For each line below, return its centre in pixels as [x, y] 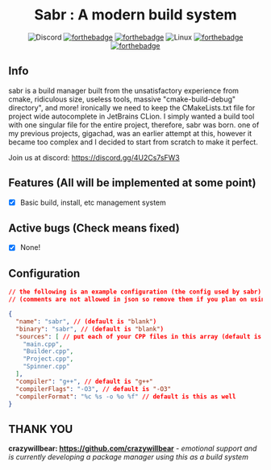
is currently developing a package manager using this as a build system [128, 457]
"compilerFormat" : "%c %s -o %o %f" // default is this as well [126, 397]
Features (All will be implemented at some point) [132, 183]
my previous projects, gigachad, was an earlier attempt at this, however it [130, 133]
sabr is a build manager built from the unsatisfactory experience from [124, 90]
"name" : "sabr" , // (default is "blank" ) [86, 321]
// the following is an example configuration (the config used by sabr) [135, 292]
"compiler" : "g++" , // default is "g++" [84, 381]
